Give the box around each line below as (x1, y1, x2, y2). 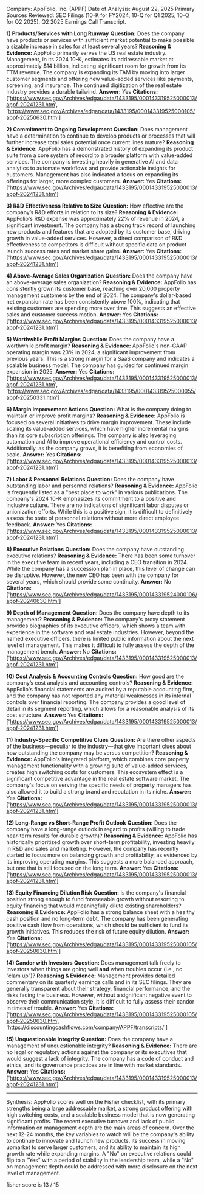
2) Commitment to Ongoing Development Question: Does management (6, 126, 188, 133)
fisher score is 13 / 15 (6, 1181, 59, 1189)
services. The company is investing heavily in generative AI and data (6, 158, 178, 165)
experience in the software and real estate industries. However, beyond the (6, 629, 194, 635)
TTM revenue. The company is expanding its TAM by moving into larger (6, 69, 185, 75)
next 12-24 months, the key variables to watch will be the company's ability (6, 1131, 194, 1137)
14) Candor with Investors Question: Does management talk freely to (6, 959, 181, 966)
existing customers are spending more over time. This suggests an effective (6, 304, 196, 312)
